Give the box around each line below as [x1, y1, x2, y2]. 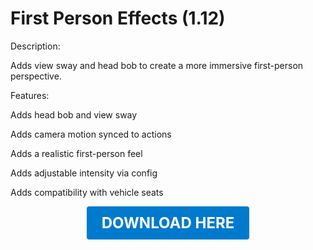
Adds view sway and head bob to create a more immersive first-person [10, 59, 304, 71]
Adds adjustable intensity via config [10, 167, 158, 179]
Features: [10, 89, 50, 101]
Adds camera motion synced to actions [10, 128, 172, 140]
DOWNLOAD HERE [101, 213, 235, 232]
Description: [10, 40, 61, 52]
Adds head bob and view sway [10, 108, 138, 121]
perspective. [10, 70, 62, 82]
